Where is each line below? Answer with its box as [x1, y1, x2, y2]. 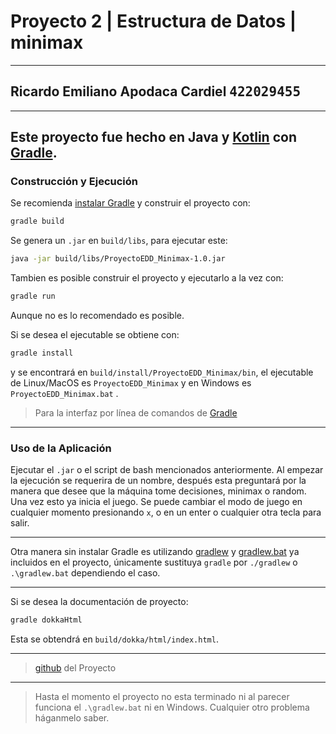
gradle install [10, 348, 74, 359]
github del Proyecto [34, 662, 117, 674]
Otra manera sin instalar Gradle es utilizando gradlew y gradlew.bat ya [10, 546, 300, 558]
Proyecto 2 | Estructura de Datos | [10, 10, 297, 33]
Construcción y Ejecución [10, 175, 139, 189]
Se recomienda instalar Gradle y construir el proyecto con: [10, 197, 251, 209]
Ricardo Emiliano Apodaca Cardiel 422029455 [10, 83, 302, 100]
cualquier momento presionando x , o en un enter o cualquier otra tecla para [10, 506, 322, 519]
